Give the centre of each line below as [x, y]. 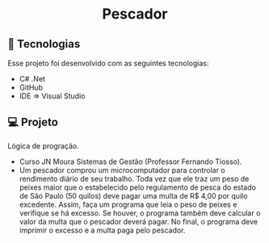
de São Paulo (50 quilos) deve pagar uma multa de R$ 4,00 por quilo [133, 195]
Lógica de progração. [44, 145]
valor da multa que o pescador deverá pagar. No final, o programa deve [138, 221]
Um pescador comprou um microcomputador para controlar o [122, 170]
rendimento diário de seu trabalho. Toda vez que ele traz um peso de [134, 178]
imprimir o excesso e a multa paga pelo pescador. [102, 230]
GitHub [31, 87]
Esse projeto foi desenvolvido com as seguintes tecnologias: [108, 63]
